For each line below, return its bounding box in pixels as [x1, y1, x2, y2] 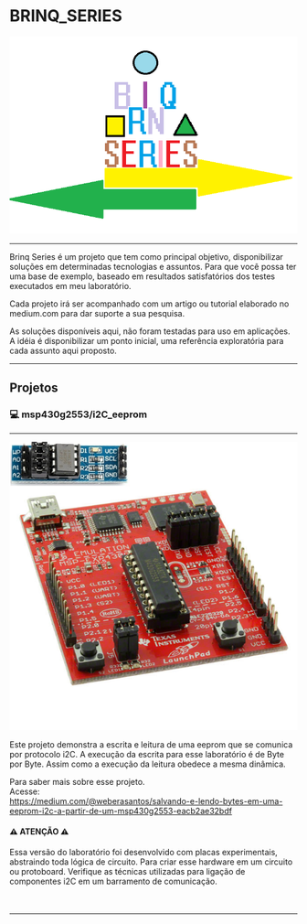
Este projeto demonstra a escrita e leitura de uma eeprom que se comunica [9, 738, 293, 750]
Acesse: [9, 786, 40, 797]
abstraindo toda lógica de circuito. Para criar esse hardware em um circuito [9, 856, 293, 867]
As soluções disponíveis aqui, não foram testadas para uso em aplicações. [9, 326, 291, 337]
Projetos [9, 381, 58, 396]
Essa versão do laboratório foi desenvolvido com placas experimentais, [9, 846, 279, 857]
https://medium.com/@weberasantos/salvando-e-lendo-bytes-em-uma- [9, 795, 283, 806]
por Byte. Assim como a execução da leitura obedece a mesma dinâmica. [9, 758, 286, 769]
